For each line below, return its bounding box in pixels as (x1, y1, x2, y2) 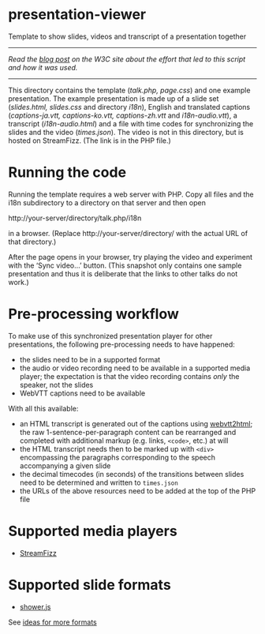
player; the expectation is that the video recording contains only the (19, 371, 240, 381)
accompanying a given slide (19, 460, 111, 471)
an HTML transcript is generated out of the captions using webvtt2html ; (19, 418, 253, 428)
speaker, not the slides (19, 380, 94, 389)
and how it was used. (8, 62, 78, 72)
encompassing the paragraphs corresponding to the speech (19, 452, 215, 462)
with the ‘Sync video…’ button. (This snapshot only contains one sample (8, 261, 242, 270)
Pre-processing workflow (8, 306, 180, 323)
